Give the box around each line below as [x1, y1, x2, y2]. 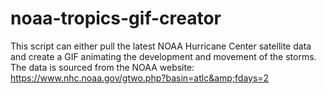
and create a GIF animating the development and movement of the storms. [10, 50, 317, 62]
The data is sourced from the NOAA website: [10, 61, 195, 73]
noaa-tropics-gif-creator [10, 7, 222, 30]
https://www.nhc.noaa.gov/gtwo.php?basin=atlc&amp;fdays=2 [10, 72, 270, 84]
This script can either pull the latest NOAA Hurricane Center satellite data [10, 40, 312, 52]
